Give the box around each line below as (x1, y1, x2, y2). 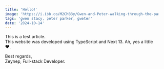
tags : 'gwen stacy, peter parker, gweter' (5, 16, 93, 21)
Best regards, (5, 54, 32, 59)
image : (5, 12, 19, 16)
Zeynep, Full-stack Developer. (5, 58, 66, 64)
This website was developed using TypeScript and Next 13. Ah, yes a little (5, 39, 153, 45)
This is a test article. (5, 34, 45, 40)
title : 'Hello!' (5, 7, 38, 12)
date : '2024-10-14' (5, 20, 45, 26)
